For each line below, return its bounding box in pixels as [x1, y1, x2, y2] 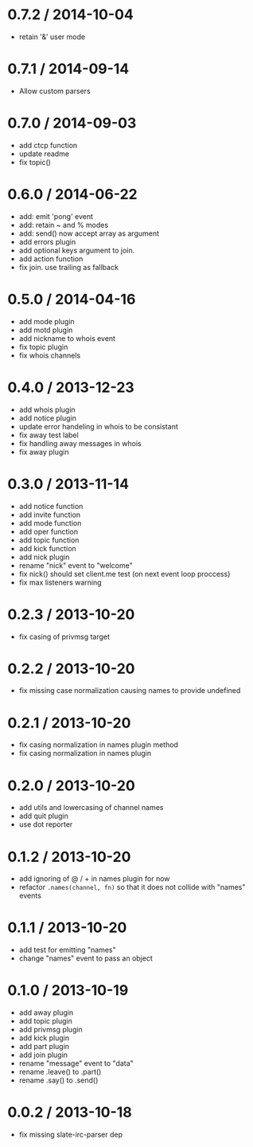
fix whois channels [18, 350, 81, 360]
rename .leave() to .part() [18, 1067, 102, 1077]
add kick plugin [18, 1033, 69, 1043]
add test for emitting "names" [18, 945, 116, 955]
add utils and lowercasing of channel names [18, 803, 164, 812]
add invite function [18, 510, 81, 519]
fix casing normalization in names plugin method [18, 740, 178, 750]
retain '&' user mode [18, 32, 85, 41]
